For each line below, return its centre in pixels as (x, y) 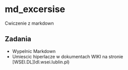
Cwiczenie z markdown (29, 23)
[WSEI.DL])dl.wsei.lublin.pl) (41, 62)
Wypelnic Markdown (34, 51)
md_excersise (35, 9)
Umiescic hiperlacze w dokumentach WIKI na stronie (68, 56)
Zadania (18, 39)
